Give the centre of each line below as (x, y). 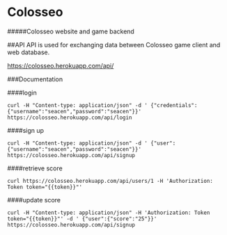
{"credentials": (174, 105)
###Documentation (35, 79)
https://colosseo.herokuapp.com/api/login (70, 117)
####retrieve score (35, 168)
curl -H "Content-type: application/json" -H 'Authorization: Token (109, 213)
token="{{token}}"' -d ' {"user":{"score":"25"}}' (82, 219)
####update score (34, 200)
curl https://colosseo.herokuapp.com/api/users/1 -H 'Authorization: (110, 181)
